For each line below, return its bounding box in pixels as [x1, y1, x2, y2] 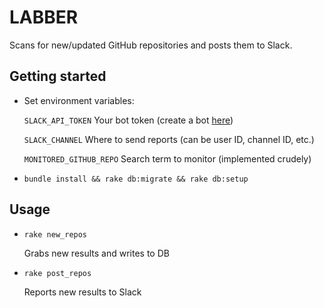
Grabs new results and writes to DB [23, 247, 170, 259]
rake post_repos [23, 268, 92, 278]
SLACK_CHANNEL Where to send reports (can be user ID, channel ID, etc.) [23, 133, 315, 145]
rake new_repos [23, 229, 88, 240]
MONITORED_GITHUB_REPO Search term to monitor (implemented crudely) [23, 152, 312, 165]
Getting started [9, 68, 107, 85]
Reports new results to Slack [23, 286, 142, 298]
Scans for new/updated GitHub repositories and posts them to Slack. [9, 39, 293, 51]
